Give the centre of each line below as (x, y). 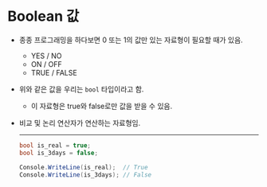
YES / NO (46, 56)
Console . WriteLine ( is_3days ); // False (85, 175)
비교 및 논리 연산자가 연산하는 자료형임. (80, 123)
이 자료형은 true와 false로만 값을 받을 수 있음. (102, 106)
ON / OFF (47, 64)
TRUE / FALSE (54, 72)
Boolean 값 (43, 16)
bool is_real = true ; (55, 145)
